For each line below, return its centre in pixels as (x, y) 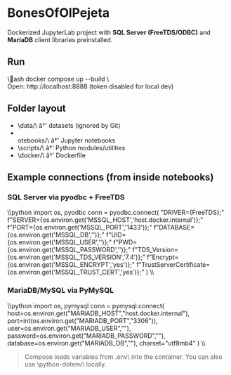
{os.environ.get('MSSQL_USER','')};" (60, 242)
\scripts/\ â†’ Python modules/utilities (71, 147)
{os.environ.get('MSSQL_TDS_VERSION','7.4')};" (77, 257)
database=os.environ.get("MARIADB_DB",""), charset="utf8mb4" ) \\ (106, 343)
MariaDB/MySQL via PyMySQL (61, 291)
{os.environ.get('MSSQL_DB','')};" (56, 235)
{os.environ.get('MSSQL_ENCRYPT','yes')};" (71, 265)
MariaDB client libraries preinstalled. (60, 39)
